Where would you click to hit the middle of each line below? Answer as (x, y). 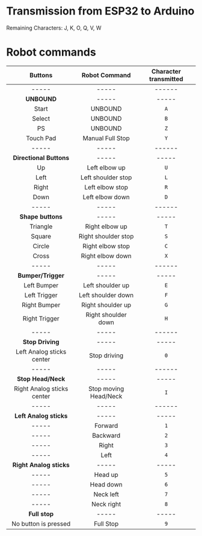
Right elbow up (106, 226)
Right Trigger (41, 318)
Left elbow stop (106, 187)
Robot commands (51, 52)
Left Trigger (41, 295)
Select (41, 118)
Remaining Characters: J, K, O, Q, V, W (54, 28)
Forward (106, 426)
